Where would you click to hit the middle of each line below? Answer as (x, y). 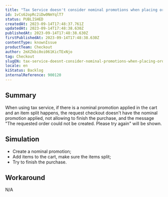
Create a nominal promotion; (42, 151)
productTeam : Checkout (29, 47)
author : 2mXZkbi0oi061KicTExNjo (39, 52)
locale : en (16, 66)
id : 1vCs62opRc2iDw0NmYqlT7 (34, 15)
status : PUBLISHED (24, 19)
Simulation (22, 139)
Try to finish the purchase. (39, 162)
